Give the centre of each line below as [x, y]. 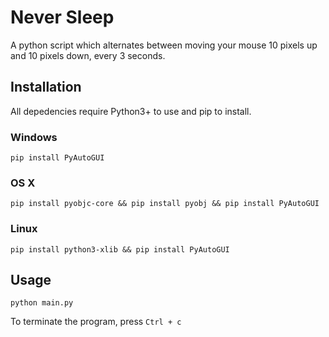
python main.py [42, 303]
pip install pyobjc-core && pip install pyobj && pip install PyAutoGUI [165, 204]
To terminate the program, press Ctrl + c [96, 322]
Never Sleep [62, 17]
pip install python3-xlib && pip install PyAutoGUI [120, 249]
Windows [34, 137]
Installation [46, 87]
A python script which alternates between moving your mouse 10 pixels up [164, 45]
